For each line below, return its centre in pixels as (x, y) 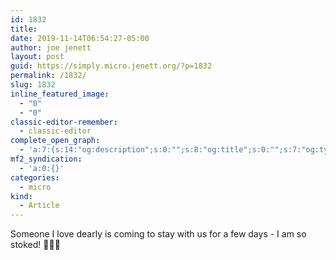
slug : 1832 (33, 85)
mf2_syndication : (46, 159)
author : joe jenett (51, 47)
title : (24, 29)
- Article (39, 206)
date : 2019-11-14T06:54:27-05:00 (80, 38)
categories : (35, 177)
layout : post (37, 57)
